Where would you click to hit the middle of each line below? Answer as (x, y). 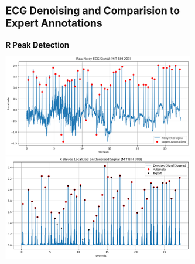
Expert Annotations (54, 23)
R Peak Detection (37, 45)
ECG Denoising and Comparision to (93, 11)
